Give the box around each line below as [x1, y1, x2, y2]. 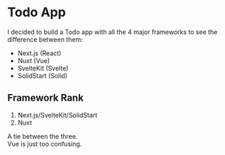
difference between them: [7, 35, 83, 43]
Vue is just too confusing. [7, 139, 82, 148]
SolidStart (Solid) [17, 71, 67, 80]
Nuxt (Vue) [17, 56, 50, 64]
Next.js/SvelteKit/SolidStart [17, 110, 98, 119]
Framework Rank [7, 92, 84, 104]
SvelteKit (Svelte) [17, 64, 69, 72]
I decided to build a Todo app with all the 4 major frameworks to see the [7, 28, 218, 36]
